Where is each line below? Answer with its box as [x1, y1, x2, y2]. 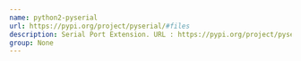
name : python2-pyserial [9, 13, 99, 22]
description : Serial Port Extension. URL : [9, 30, 175, 39]
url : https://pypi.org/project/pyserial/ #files [9, 22, 191, 30]
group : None [9, 38, 54, 48]
